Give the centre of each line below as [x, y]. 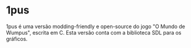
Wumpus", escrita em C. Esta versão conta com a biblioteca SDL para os [94, 32]
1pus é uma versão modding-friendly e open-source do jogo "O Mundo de [96, 26]
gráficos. [17, 39]
